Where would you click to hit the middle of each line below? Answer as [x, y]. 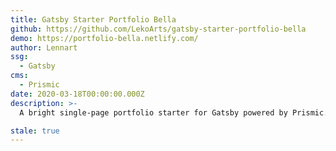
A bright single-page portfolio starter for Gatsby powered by [153, 112]
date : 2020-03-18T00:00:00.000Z [77, 94]
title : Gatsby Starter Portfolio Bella [93, 19]
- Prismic [39, 85]
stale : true [35, 131]
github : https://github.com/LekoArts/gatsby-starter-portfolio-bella [158, 29]
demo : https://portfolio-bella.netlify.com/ [104, 38]
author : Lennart [44, 47]
